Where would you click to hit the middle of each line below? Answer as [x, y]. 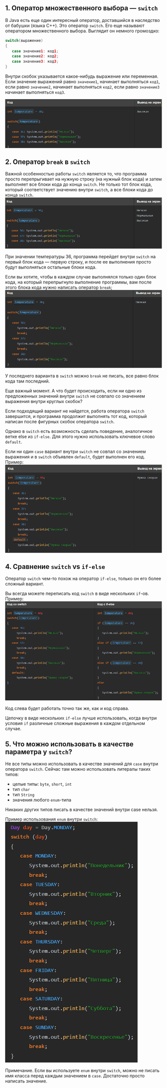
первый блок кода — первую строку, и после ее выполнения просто [78, 262]
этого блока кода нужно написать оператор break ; [59, 287]
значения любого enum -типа [42, 800]
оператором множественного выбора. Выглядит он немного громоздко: [83, 31]
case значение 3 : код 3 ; [35, 62]
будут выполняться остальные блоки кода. [51, 267]
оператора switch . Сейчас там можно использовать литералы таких [78, 769]
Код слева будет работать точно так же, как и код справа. [67, 708]
